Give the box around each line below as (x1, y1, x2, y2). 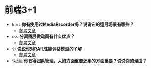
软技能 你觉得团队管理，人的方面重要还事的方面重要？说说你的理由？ (11, 58, 147, 64)
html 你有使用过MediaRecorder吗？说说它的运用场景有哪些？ (11, 21, 134, 27)
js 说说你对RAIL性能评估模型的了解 (11, 46, 82, 51)
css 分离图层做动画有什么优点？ (11, 34, 75, 39)
